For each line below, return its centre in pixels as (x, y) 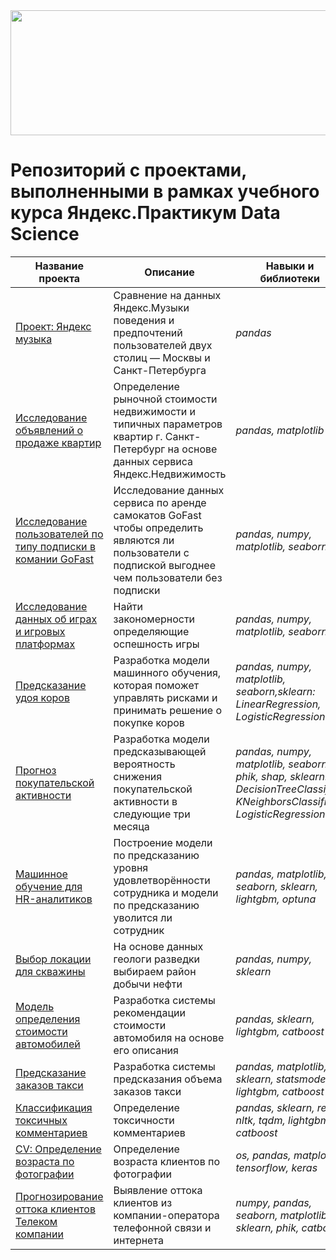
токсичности (144, 1120)
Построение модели (163, 842)
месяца (131, 826)
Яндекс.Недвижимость (170, 474)
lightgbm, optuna (276, 899)
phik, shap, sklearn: (281, 776)
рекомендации (149, 1012)
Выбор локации (53, 959)
